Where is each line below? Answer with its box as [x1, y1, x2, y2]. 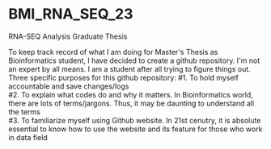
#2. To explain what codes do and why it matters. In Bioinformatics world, [8, 89, 253, 99]
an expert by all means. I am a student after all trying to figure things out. [8, 64, 251, 73]
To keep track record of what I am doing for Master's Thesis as [8, 47, 218, 56]
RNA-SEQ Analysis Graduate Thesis [8, 31, 128, 41]
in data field [8, 132, 49, 142]
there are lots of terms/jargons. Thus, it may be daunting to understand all [8, 98, 255, 108]
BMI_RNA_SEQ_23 [8, 5, 133, 23]
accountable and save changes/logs [8, 81, 129, 91]
